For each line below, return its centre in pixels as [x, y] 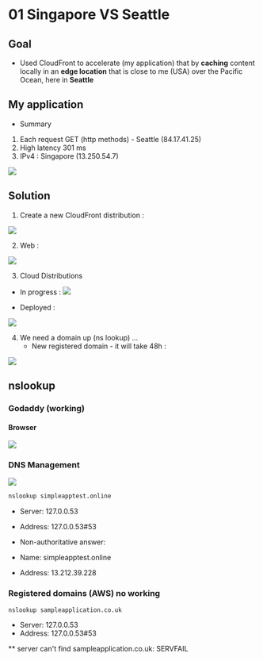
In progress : [40, 292]
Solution [29, 196]
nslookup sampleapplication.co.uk [65, 610]
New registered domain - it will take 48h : [99, 346]
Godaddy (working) [47, 408]
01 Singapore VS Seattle [89, 15]
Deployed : [37, 307]
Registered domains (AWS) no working [84, 594]
